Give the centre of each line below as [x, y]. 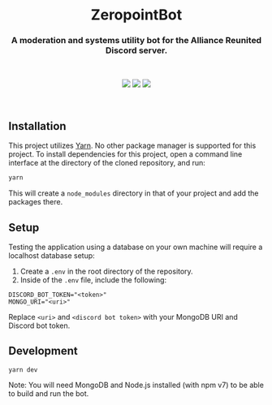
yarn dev [23, 370]
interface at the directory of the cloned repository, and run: [107, 163]
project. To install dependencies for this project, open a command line [125, 154]
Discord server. [136, 50]
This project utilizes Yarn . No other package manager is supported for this [132, 146]
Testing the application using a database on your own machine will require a [136, 247]
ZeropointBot [136, 15]
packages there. [36, 202]
